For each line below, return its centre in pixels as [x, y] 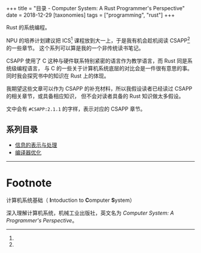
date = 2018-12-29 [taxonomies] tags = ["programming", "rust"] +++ [91, 15]
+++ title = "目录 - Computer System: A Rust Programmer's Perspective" [96, 8]
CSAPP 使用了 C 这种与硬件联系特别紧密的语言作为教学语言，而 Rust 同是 [97, 61]
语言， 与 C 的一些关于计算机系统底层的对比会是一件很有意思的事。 [110, 68]
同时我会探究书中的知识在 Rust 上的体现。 [58, 76]
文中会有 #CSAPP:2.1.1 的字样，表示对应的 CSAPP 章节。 [76, 109]
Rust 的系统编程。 [28, 27]
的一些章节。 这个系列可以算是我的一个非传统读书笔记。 [75, 48]
